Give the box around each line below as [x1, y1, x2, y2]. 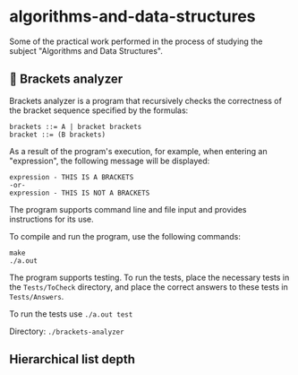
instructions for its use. [9, 214, 94, 224]
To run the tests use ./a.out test [9, 308, 133, 319]
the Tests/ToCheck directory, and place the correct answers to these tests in [9, 281, 289, 292]
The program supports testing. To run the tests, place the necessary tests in [9, 272, 290, 283]
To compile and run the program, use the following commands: [9, 231, 242, 241]
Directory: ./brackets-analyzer [9, 326, 124, 336]
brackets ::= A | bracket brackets [9, 122, 142, 131]
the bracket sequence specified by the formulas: [9, 105, 189, 116]
